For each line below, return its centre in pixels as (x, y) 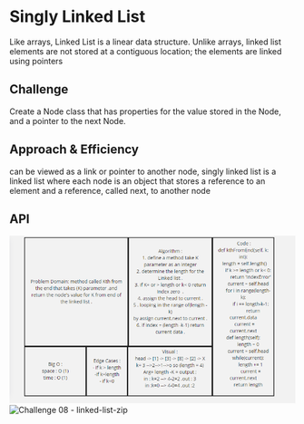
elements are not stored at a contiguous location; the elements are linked (146, 51)
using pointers (36, 61)
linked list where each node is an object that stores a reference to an (137, 181)
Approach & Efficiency (74, 150)
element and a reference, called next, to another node (110, 190)
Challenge (39, 89)
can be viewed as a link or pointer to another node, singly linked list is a (143, 171)
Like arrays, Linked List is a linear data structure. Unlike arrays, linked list (145, 42)
